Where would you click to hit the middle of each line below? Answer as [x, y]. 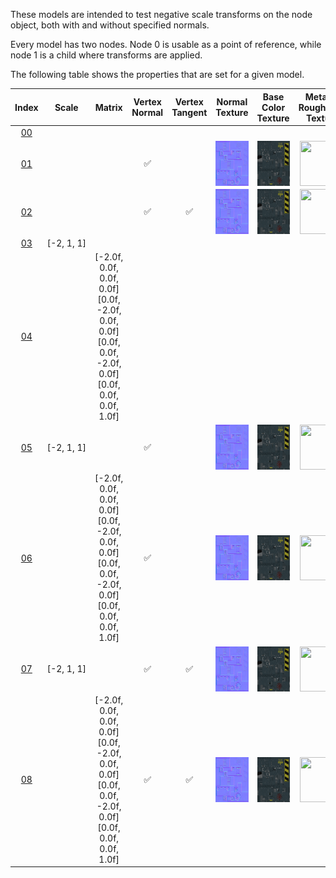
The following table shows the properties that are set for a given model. [157, 74]
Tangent [189, 112]
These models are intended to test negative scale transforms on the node [161, 14]
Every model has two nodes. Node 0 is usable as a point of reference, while [166, 44]
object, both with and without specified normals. [110, 25]
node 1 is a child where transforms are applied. [106, 55]
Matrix [108, 107]
